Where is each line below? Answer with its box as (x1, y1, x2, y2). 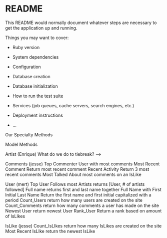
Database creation (12, 73, 51, 79)
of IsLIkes (5, 213, 25, 219)
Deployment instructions (12, 112, 63, 118)
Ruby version (12, 44, 40, 50)
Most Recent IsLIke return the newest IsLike (5, 228, 95, 234)
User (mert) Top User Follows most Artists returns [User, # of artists (5, 181, 145, 187)
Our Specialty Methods (5, 131, 53, 138)
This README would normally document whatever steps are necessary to (5, 20, 157, 26)
